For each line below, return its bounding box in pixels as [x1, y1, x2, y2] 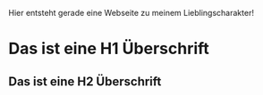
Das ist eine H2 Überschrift [8, 74, 162, 89]
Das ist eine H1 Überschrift [8, 39, 209, 59]
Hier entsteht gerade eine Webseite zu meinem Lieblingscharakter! [8, 8, 254, 18]
